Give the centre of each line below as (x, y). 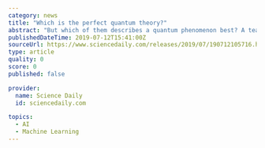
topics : (21, 117)
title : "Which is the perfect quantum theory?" (88, 23)
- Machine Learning (47, 132)
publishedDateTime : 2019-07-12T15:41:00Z (77, 37)
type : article (32, 52)
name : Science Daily (49, 95)
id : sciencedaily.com (51, 103)
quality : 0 (26, 60)
